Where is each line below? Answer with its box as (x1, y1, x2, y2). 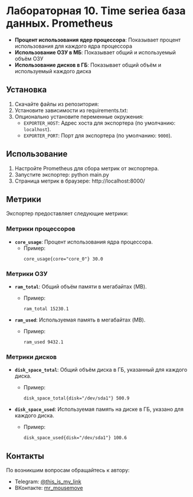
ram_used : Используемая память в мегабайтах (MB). (14, 316, 146, 323)
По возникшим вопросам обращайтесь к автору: (6, 467, 130, 474)
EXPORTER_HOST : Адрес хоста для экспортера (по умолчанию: (23, 119, 176, 126)
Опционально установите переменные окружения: (14, 113, 144, 120)
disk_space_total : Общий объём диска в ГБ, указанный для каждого (14, 366, 188, 373)
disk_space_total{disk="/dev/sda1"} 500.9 (23, 395, 130, 401)
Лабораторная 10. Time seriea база (6, 4, 186, 18)
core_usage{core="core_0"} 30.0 (23, 256, 103, 262)
